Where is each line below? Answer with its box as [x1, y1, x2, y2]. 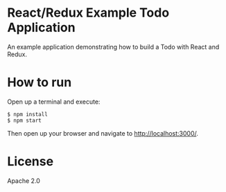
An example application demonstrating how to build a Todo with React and [7, 42, 220, 51]
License [7, 154, 54, 170]
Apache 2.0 [7, 176, 40, 185]
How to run [7, 74, 72, 90]
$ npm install [7, 111, 49, 118]
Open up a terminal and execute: [7, 97, 101, 106]
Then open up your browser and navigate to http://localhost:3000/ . [7, 129, 199, 137]
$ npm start [7, 117, 42, 124]
